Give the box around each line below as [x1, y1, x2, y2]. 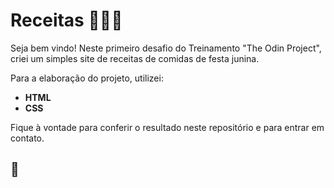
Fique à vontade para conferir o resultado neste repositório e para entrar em [10, 121, 325, 133]
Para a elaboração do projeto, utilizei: [10, 72, 164, 84]
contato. [10, 132, 45, 144]
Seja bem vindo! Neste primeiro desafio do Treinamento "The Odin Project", [10, 42, 322, 54]
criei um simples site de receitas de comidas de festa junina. [10, 52, 260, 64]
